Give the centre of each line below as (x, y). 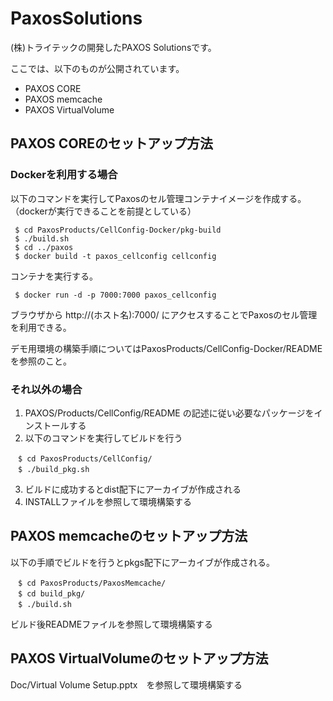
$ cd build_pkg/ (51, 593)
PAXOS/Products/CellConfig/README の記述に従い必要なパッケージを (169, 413)
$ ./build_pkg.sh (53, 469)
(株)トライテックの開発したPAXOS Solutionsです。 (113, 47)
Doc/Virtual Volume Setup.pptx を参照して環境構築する (126, 684)
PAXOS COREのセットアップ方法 (112, 143)
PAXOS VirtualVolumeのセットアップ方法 (139, 658)
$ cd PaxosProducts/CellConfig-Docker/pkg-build (118, 230)
